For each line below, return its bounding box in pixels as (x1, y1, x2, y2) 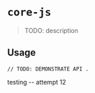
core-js (7, 6, 52, 19)
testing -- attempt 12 (7, 77, 66, 86)
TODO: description (24, 26, 79, 35)
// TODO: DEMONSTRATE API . (7, 66, 89, 73)
